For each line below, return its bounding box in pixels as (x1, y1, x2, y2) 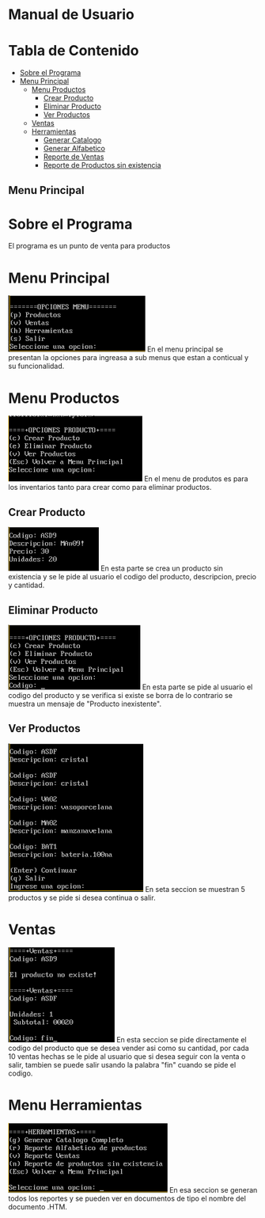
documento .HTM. (8, 1201, 67, 1212)
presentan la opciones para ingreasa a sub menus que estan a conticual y (8, 353, 249, 362)
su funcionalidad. (8, 362, 65, 371)
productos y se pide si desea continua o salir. (8, 893, 156, 902)
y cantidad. (8, 580, 45, 590)
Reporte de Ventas (43, 152, 104, 161)
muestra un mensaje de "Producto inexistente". (8, 699, 162, 708)
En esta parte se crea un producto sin (100, 563, 223, 573)
